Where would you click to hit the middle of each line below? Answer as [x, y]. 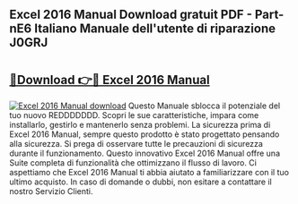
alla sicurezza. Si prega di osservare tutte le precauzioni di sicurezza [136, 144]
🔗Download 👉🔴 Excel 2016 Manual [110, 80]
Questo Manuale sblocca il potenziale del [204, 106]
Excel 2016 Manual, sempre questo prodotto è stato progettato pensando [145, 134]
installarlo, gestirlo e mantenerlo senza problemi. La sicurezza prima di [140, 125]
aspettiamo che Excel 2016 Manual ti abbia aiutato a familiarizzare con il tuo [149, 172]
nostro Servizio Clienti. [51, 191]
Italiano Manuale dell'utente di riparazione [155, 29]
